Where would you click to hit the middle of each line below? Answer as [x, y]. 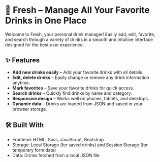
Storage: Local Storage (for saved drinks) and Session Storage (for [80, 145]
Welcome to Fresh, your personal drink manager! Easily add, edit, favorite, [80, 34]
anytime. [21, 82]
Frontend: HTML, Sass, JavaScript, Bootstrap [58, 139]
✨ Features [22, 61]
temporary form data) [34, 150]
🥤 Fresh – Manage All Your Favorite [78, 10]
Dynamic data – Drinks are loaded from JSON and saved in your [77, 104]
